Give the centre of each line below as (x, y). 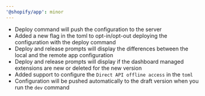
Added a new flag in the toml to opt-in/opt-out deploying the (91, 36)
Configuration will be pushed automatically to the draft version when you (106, 81)
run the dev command (42, 87)
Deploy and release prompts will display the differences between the (101, 49)
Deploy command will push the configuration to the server (88, 29)
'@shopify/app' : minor (35, 12)
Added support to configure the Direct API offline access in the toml (104, 74)
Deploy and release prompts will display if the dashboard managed (99, 61)
